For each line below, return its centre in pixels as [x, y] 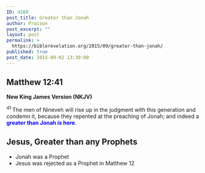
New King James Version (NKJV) [49, 97]
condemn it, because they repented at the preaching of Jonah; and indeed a [103, 116]
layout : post [23, 35]
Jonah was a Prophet [42, 156]
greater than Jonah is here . [41, 123]
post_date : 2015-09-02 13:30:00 [48, 57]
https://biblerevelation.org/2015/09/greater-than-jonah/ [88, 46]
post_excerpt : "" [29, 29]
